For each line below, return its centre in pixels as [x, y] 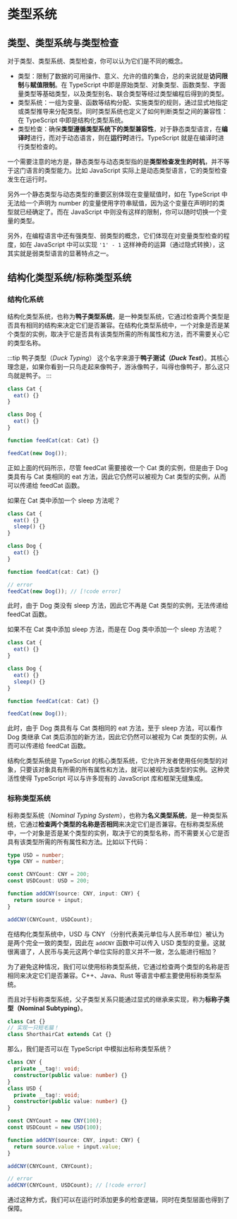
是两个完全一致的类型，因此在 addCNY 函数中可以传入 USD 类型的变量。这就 [116, 942]
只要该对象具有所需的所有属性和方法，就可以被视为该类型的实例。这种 [121, 769]
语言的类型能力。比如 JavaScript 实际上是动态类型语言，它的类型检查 [127, 170]
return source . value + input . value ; [67, 1147]
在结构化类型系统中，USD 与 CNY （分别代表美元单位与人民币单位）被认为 [116, 934]
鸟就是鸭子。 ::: [30, 376]
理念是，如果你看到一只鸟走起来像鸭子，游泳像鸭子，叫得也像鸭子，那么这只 [119, 366]
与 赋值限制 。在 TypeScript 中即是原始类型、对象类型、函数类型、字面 [125, 85]
